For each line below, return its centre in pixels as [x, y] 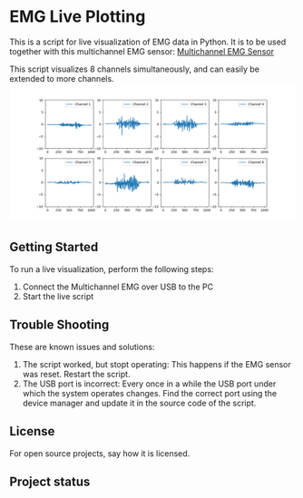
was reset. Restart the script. [76, 374]
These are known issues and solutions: [82, 347]
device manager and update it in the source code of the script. [139, 403]
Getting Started [54, 247]
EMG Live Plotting [78, 17]
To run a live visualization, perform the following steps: [112, 269]
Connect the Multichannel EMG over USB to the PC [118, 287]
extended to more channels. [62, 78]
